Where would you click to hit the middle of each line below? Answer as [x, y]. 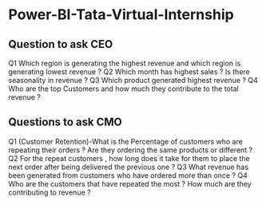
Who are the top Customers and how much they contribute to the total [124, 89]
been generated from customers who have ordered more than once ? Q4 [128, 175]
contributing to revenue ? [50, 192]
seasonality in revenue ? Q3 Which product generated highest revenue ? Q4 [133, 80]
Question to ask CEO [61, 44]
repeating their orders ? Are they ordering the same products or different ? [131, 150]
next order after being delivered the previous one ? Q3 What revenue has [129, 167]
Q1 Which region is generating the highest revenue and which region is [125, 63]
